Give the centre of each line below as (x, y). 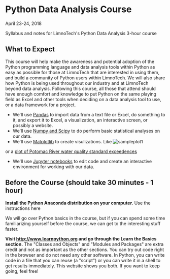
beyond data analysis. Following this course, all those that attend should (80, 88)
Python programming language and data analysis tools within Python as (80, 67)
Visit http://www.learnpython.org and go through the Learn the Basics (81, 239)
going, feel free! (22, 271)
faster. (12, 229)
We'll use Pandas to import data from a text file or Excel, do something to (89, 114)
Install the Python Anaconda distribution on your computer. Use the (78, 203)
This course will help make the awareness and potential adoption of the (80, 61)
